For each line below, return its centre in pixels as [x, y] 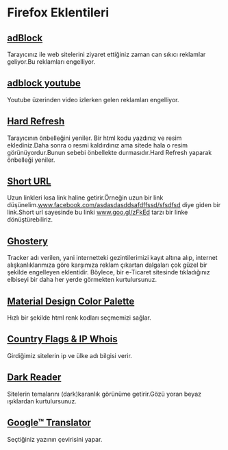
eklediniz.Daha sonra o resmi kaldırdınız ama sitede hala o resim [98, 145]
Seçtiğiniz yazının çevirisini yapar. [55, 439]
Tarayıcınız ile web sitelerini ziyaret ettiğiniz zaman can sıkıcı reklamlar [106, 54]
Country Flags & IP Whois [62, 339]
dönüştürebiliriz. [30, 220]
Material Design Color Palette [71, 301]
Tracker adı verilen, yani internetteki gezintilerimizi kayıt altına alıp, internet [112, 258]
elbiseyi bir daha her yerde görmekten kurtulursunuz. [82, 280]
